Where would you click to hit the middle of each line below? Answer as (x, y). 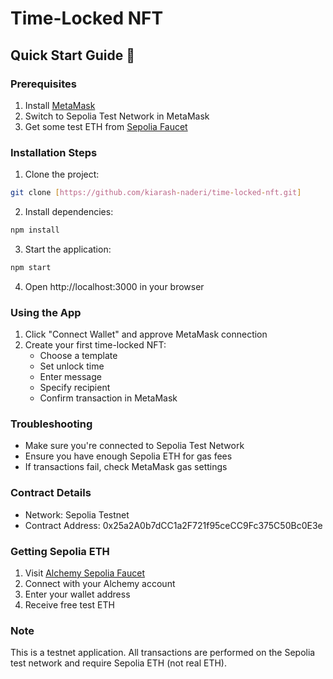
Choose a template (78, 356)
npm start (31, 267)
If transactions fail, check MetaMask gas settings (126, 467)
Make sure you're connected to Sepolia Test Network (134, 446)
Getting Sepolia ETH (60, 551)
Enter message (70, 377)
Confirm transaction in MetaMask (108, 398)
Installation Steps (54, 152)
